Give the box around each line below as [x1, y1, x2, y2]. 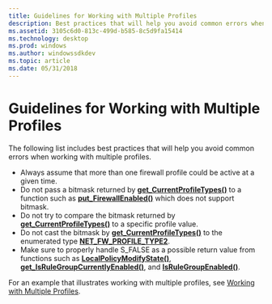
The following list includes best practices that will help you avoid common [8, 143, 255, 153]
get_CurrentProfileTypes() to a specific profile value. [19, 219, 198, 229]
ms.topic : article [8, 57, 70, 65]
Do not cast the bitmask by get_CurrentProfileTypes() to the [19, 227, 223, 237]
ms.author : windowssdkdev [8, 49, 96, 57]
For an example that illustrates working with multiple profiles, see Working [8, 277, 255, 287]
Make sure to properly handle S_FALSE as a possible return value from [19, 244, 256, 255]
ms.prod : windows [8, 42, 67, 50]
